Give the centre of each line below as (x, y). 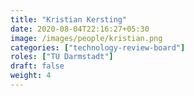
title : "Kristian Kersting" (69, 19)
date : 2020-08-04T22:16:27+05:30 (80, 29)
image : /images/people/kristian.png (86, 38)
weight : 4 (31, 76)
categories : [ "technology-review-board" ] (98, 47)
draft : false (37, 66)
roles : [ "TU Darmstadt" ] (62, 57)
